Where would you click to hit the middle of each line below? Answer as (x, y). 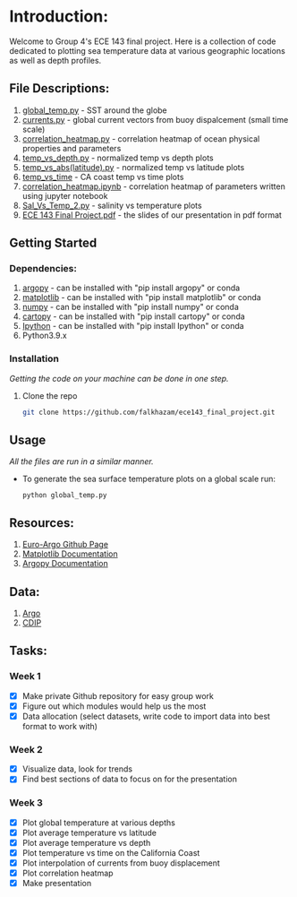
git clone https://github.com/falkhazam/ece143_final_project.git (148, 412)
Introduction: (59, 17)
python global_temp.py (64, 496)
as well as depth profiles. (55, 60)
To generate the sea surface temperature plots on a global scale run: (148, 479)
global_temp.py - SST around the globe (94, 110)
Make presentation (57, 884)
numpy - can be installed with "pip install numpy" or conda (131, 307)
